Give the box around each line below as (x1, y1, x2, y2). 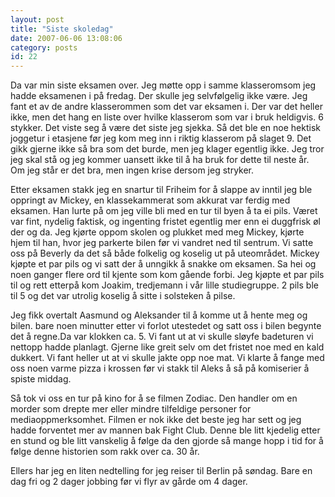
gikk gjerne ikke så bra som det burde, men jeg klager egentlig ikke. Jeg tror (10, 143, 325, 155)
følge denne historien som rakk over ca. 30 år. (10, 446, 200, 458)
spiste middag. (10, 373, 72, 385)
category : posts (10, 42, 78, 53)
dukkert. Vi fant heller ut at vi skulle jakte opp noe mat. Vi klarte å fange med (10, 352, 325, 364)
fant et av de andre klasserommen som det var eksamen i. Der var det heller (10, 101, 323, 113)
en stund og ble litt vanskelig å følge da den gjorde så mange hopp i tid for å (10, 435, 324, 447)
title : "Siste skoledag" (10, 24, 114, 34)
